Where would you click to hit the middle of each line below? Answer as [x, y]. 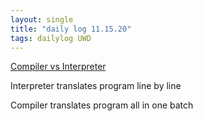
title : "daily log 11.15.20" [71, 29]
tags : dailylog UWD [51, 38]
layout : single [42, 19]
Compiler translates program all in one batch [102, 105]
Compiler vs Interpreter [58, 67]
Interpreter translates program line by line [96, 86]
